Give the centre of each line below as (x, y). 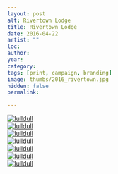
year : (15, 60)
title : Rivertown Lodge (42, 27)
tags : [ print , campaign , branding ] (60, 73)
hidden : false (28, 86)
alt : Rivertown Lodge (39, 20)
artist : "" (23, 40)
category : (22, 66)
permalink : (23, 92)
